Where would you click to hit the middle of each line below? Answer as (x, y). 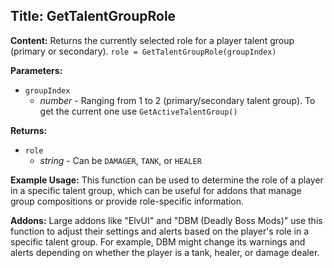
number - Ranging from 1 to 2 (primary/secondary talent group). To (177, 100)
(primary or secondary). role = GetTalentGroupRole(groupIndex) (143, 51)
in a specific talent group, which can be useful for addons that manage (156, 190)
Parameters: (36, 70)
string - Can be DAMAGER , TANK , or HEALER (120, 160)
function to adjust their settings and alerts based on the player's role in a (160, 231)
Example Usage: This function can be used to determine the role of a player (167, 180)
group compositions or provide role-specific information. (127, 201)
